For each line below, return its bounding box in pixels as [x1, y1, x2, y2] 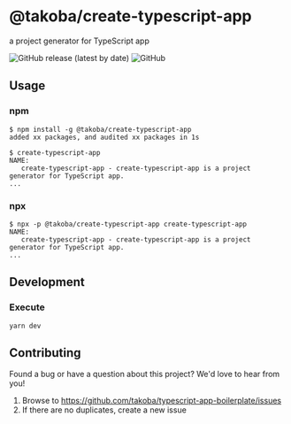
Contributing [9, 345, 81, 360]
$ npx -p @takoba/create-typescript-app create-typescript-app [9, 220, 248, 228]
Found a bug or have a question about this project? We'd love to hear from [9, 369, 280, 380]
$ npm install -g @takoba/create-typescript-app [9, 125, 192, 134]
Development [9, 274, 86, 289]
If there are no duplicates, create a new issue [21, 405, 188, 415]
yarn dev [9, 321, 42, 330]
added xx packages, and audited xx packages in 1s [9, 133, 200, 142]
